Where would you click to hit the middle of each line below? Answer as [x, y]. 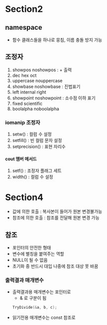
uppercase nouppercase [37, 81]
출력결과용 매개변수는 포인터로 [41, 292]
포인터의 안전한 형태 [31, 248]
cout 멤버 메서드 [21, 159]
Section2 [24, 9]
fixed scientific [27, 103]
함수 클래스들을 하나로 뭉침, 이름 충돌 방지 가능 [57, 40]
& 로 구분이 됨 [33, 298]
